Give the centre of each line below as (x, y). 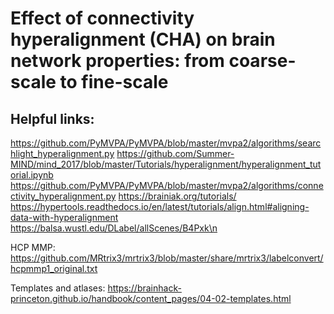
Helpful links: (52, 118)
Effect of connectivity (102, 18)
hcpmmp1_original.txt (54, 268)
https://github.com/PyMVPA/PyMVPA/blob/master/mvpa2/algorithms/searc (166, 143)
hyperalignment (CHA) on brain (143, 39)
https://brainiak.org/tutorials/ (177, 196)
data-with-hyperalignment (64, 217)
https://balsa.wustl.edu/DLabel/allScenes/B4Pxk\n (114, 228)
